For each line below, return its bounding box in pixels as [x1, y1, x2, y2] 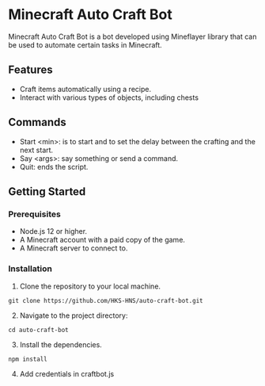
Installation [8, 263, 53, 274]
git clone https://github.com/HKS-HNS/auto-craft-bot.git [8, 296, 203, 304]
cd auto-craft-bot [8, 326, 69, 334]
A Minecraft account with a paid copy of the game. [19, 235, 186, 245]
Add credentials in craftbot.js [19, 369, 115, 378]
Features [8, 63, 53, 77]
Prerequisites [8, 208, 61, 220]
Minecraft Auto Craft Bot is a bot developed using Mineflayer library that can [8, 32, 257, 41]
